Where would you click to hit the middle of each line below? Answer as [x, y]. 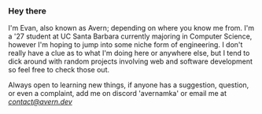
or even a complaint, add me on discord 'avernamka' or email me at [117, 94]
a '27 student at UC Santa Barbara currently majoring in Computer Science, [130, 36]
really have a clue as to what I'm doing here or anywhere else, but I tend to [129, 53]
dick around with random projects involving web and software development [131, 61]
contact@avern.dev [40, 102]
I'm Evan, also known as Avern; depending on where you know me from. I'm [131, 28]
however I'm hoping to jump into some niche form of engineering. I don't [125, 45]
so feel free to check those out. [59, 70]
